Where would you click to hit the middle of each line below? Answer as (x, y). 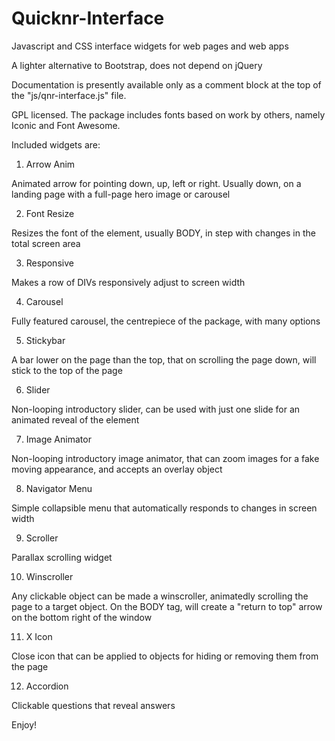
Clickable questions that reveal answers (93, 705)
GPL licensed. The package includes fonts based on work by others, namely (168, 114)
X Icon (39, 636)
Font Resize (50, 213)
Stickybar (45, 340)
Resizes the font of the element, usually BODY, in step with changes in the (163, 233)
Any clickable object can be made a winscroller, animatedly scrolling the (160, 596)
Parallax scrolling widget (62, 557)
